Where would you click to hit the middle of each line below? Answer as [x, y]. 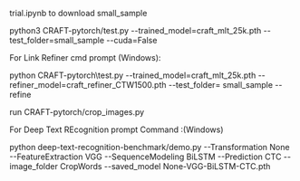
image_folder [34, 166]
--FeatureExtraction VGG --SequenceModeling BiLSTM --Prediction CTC [145, 157]
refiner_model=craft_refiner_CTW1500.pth [88, 85]
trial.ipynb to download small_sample [78, 13]
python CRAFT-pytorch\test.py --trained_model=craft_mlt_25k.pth [133, 75]
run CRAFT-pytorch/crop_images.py [77, 112]
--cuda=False [132, 40]
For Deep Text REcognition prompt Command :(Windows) [116, 129]
